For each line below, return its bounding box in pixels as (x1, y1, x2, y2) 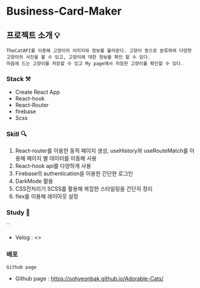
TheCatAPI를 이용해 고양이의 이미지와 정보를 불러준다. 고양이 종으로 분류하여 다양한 (6, 47, 192, 54)
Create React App (15, 88, 60, 96)
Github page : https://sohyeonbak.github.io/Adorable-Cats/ (15, 275, 164, 283)
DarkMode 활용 (15, 177, 54, 184)
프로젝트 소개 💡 (6, 30, 60, 40)
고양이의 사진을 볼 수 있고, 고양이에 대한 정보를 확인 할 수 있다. (6, 54, 151, 60)
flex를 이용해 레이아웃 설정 (15, 192, 79, 200)
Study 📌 (6, 208, 30, 217)
